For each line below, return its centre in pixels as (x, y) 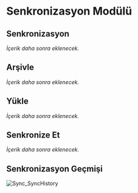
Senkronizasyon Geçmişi (55, 169)
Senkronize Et (33, 135)
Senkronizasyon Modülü (69, 11)
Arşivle (20, 67)
